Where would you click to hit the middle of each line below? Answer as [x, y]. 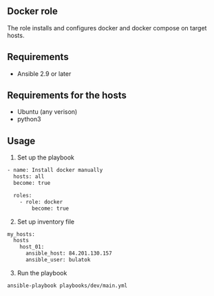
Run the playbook [42, 273]
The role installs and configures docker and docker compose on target [107, 28]
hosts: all [29, 177]
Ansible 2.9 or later [44, 73]
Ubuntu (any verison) [47, 112]
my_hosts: [21, 234]
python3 [29, 119]
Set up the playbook [45, 157]
